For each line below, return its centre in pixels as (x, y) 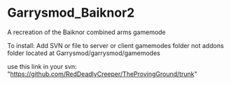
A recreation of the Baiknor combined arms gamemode (86, 32)
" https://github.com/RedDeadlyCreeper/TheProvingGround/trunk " (102, 74)
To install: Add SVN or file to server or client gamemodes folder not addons (115, 45)
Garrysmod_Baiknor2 (71, 13)
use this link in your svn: (42, 66)
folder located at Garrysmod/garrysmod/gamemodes (84, 53)
